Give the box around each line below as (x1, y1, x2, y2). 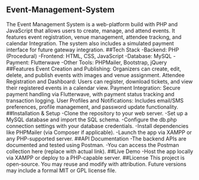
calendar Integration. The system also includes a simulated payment (6, 39, 174, 47)
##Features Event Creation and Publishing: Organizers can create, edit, (6, 65, 181, 72)
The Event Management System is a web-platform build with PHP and (6, 20, 178, 28)
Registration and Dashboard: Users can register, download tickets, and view (6, 78, 193, 85)
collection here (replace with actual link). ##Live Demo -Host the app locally (6, 148, 194, 155)
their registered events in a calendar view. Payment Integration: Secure (6, 84, 180, 91)
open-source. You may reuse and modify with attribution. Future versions (6, 160, 186, 167)
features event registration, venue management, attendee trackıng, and (6, 33, 182, 41)
